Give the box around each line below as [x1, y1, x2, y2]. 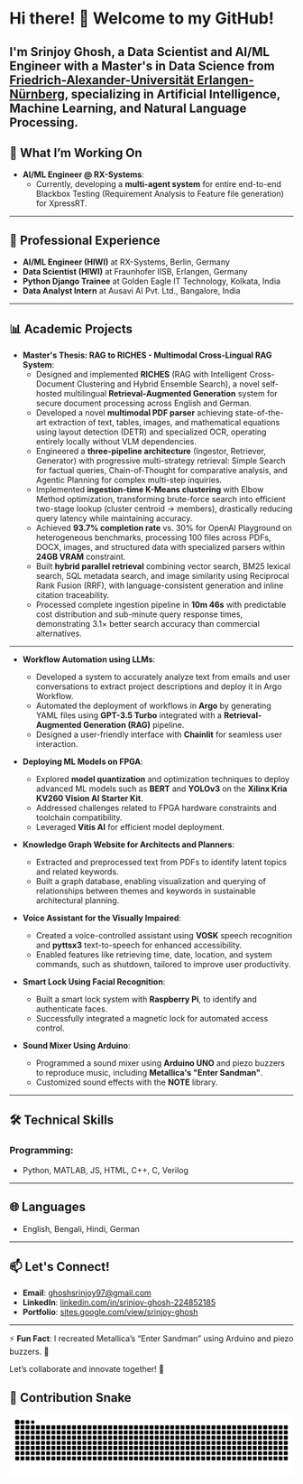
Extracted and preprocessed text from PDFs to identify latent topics [35, 857, 287, 868]
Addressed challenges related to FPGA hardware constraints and [35, 803, 277, 814]
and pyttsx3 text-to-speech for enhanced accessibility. [35, 939, 243, 951]
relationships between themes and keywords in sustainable [35, 885, 256, 897]
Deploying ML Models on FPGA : [22, 756, 143, 767]
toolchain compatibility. [35, 812, 124, 823]
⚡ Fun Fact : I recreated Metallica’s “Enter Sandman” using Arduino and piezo [9, 1333, 294, 1344]
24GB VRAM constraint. [35, 551, 126, 563]
